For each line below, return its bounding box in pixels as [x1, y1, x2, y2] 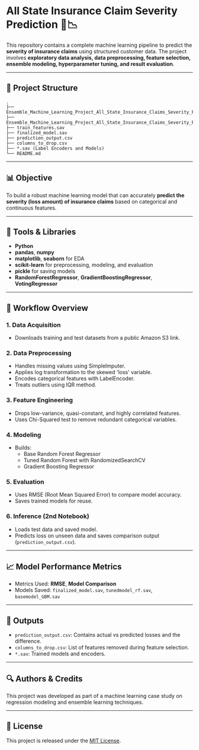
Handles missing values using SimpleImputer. [14, 362, 126, 369]
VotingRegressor [14, 280, 58, 288]
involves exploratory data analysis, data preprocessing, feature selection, [6, 54, 191, 61]
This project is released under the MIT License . [6, 737, 121, 744]
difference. [14, 638, 41, 645]
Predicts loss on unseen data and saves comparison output [14, 532, 160, 539]
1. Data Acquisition [6, 321, 61, 329]
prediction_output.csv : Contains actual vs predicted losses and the [14, 632, 181, 639]
